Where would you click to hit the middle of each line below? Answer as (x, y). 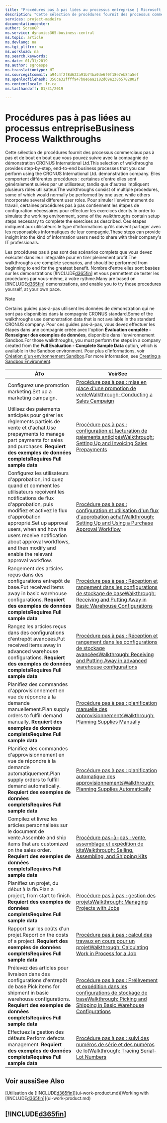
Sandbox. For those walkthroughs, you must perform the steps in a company (83, 340)
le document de (26, 831)
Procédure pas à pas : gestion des (116, 896)
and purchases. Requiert (37, 447)
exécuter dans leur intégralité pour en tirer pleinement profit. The (71, 258)
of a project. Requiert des (38, 941)
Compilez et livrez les (33, 819)
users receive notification (37, 535)
